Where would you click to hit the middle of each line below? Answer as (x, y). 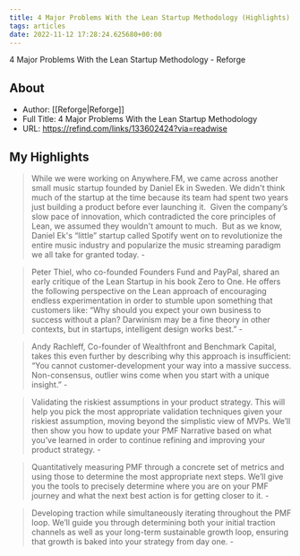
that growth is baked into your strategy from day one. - (133, 542)
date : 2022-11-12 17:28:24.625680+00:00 (86, 34)
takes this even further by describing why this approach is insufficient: (161, 356)
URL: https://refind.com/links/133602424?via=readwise (125, 129)
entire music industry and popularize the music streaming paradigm (156, 245)
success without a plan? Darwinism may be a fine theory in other (150, 320)
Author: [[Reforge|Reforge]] (73, 109)
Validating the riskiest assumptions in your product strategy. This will (158, 402)
